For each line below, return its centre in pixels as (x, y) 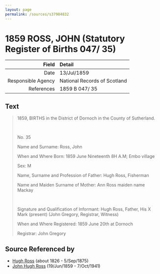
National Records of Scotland (93, 81)
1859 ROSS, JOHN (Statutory (65, 39)
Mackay (25, 190)
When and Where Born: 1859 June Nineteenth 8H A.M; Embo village (86, 156)
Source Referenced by (40, 249)
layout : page (18, 10)
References (42, 89)
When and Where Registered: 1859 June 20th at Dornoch (75, 224)
